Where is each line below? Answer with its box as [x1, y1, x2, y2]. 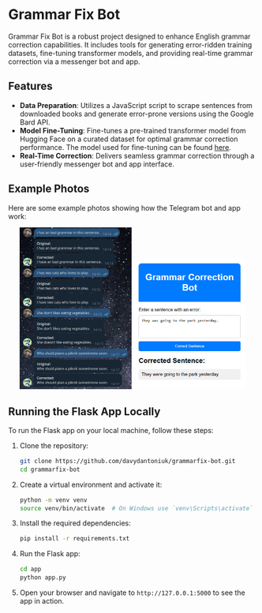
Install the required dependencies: [19, 518, 132, 528]
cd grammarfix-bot [19, 465, 80, 473]
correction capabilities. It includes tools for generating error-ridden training [8, 39, 253, 49]
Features [8, 80, 53, 93]
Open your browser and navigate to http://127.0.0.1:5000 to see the [19, 588, 246, 597]
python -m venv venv [19, 495, 88, 504]
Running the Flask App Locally [8, 405, 161, 418]
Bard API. [19, 117, 51, 127]
